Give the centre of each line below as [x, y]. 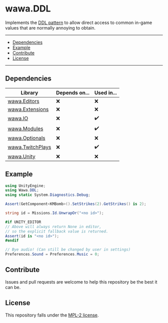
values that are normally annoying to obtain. [50, 27]
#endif [12, 240]
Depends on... [73, 92]
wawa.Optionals [26, 138]
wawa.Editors [23, 101]
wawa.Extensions [28, 109]
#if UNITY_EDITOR [23, 222]
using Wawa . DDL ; [22, 190]
